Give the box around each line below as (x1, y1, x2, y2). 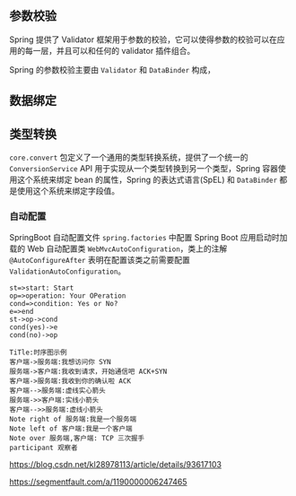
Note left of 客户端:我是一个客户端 (9, 424, 133, 433)
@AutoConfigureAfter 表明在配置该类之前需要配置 (9, 255, 190, 265)
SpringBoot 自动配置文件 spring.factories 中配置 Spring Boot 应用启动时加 (9, 232, 288, 243)
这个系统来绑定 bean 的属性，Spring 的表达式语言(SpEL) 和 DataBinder (16, 174, 278, 186)
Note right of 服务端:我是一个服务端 (9, 415, 137, 424)
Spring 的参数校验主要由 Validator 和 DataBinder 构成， (9, 64, 215, 74)
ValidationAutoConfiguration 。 (9, 265, 126, 276)
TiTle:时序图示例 (9, 348, 67, 357)
